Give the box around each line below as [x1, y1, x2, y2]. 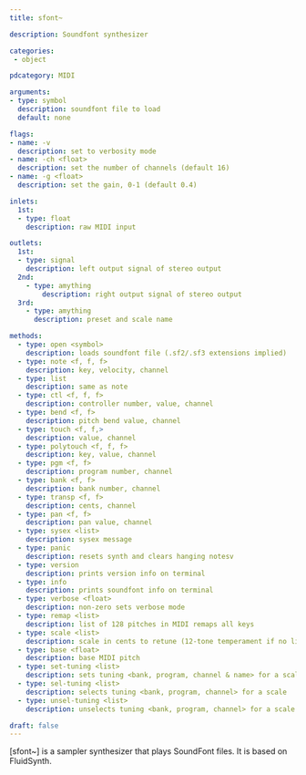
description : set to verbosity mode [17, 147, 157, 156]
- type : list [17, 374, 67, 383]
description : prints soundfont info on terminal [25, 585, 214, 595]
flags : [9, 129, 35, 139]
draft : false [9, 721, 59, 730]
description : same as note [25, 382, 128, 392]
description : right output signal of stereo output [42, 289, 243, 299]
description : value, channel [25, 433, 137, 442]
